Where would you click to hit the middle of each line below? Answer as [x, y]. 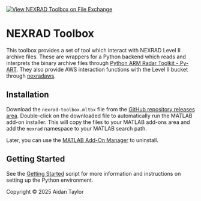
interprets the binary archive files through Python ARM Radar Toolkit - [92, 63]
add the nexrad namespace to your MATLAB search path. [76, 128]
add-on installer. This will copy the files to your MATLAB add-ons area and [98, 122]
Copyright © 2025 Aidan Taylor [45, 191]
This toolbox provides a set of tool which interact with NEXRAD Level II [94, 50]
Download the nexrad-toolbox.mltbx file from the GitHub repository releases [100, 109]
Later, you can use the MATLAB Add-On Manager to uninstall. [82, 140]
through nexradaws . [31, 76]
